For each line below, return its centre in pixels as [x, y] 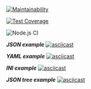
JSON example [25, 44]
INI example [22, 68]
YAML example [26, 56]
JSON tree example [31, 80]
